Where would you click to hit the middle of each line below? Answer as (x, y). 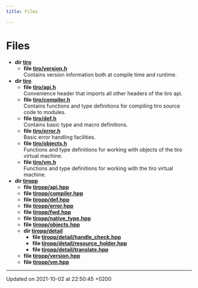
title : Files (22, 11)
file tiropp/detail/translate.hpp (70, 249)
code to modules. (44, 112)
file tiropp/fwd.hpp (47, 212)
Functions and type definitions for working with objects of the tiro (103, 149)
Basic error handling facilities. (60, 137)
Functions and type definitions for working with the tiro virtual (98, 168)
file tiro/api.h (39, 87)
